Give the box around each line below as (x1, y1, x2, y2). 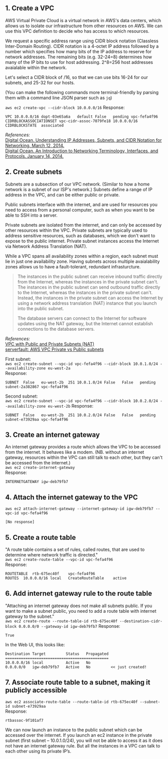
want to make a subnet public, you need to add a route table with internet (5, 608, 156, 614)
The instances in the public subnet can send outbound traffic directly (17, 284, 160, 290)
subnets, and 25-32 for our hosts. (5, 79, 75, 85)
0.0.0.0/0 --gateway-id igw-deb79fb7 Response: (18, 623, 120, 629)
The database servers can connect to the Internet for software (17, 315, 147, 321)
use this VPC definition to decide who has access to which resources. (5, 28, 149, 34)
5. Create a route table (5, 533, 76, 542)
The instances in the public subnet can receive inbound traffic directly (17, 273, 162, 279)
